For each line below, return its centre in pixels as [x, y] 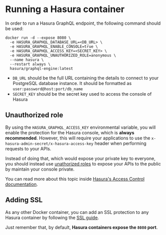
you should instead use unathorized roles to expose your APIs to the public [83, 164]
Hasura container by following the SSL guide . [52, 217]
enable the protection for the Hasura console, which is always [70, 132]
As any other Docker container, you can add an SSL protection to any [77, 212]
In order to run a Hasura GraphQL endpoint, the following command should [83, 23]
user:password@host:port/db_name [48, 89]
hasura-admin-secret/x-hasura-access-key [49, 144]
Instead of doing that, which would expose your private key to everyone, [80, 158]
